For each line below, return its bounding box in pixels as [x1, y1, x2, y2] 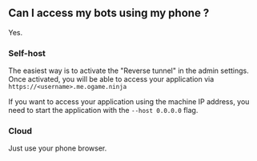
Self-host [8, 47, 46, 58]
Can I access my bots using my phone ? [8, 6, 210, 20]
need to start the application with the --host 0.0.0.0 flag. [8, 106, 199, 115]
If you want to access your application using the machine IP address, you [8, 97, 250, 107]
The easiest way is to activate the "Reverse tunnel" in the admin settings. [8, 66, 250, 75]
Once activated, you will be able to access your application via [8, 74, 215, 84]
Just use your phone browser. [8, 143, 107, 153]
